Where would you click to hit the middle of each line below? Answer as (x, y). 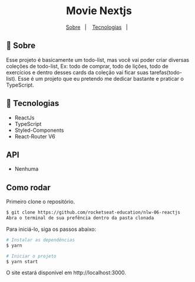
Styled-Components (39, 130)
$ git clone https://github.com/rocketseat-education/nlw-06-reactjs (93, 213)
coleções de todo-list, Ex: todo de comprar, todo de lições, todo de (87, 66)
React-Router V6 (35, 136)
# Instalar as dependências (41, 240)
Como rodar (29, 188)
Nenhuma (27, 169)
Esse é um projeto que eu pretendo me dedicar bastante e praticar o (100, 78)
